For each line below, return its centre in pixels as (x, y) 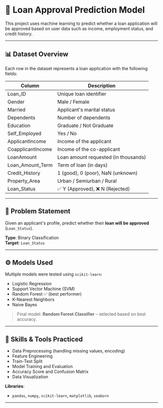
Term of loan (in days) (82, 165)
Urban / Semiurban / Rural (87, 181)
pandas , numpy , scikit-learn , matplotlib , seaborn (60, 396)
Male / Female (73, 102)
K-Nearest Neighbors (33, 299)
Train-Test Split (27, 361)
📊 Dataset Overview (37, 54)
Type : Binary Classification (32, 238)
